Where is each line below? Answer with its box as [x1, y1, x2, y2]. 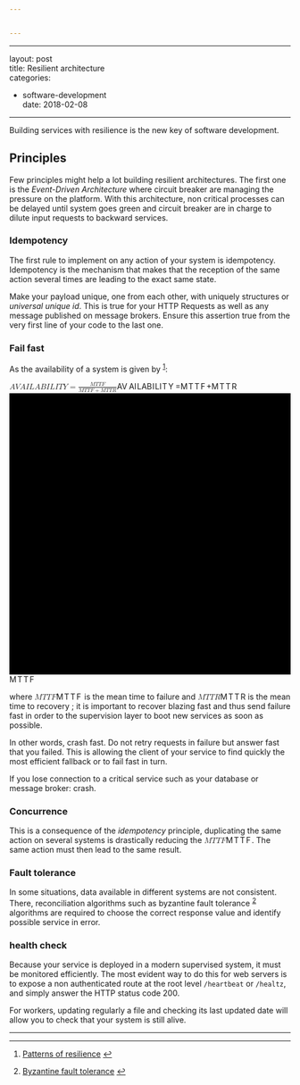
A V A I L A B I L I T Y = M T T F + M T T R [116, 380, 237, 391]
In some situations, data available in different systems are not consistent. [9, 887, 277, 897]
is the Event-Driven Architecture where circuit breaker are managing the [9, 184, 274, 195]
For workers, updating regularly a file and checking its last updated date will [9, 1006, 288, 1016]
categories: [9, 72, 51, 83]
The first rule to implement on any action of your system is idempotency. [9, 255, 277, 265]
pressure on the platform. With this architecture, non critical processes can [9, 193, 285, 204]
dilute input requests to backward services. [9, 212, 169, 223]
